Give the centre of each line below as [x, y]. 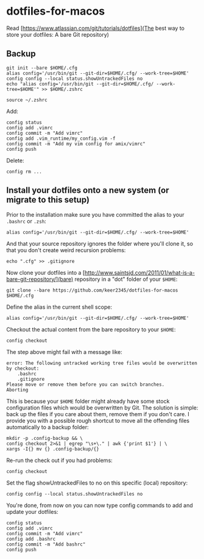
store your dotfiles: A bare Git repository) [58, 34]
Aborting [17, 390]
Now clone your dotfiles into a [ [46, 272]
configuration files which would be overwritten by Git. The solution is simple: [102, 408]
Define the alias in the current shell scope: [59, 307]
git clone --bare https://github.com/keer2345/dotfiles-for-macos [92, 290]
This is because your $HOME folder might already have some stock [88, 401]
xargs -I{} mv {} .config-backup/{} [53, 449]
